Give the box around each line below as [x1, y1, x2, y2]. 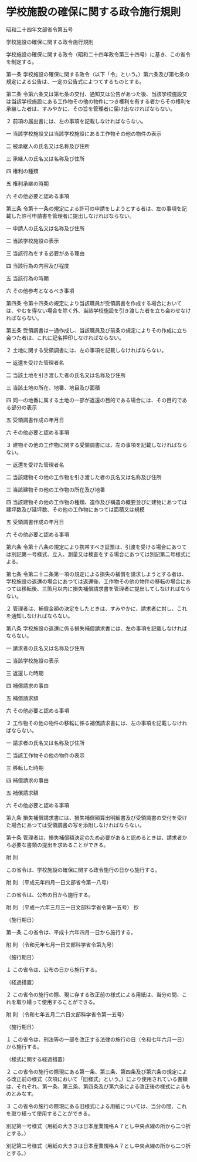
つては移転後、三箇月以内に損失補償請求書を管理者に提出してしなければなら [6, 585, 191, 592]
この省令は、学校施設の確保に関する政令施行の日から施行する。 [6, 866, 160, 873]
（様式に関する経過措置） [6, 1055, 68, 1063]
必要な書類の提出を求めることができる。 [11, 841, 109, 848]
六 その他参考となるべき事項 [6, 287, 74, 294]
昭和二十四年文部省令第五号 [6, 26, 73, 33]
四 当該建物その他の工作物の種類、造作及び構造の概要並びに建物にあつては [6, 499, 188, 506]
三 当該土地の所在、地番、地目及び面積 [6, 384, 100, 391]
